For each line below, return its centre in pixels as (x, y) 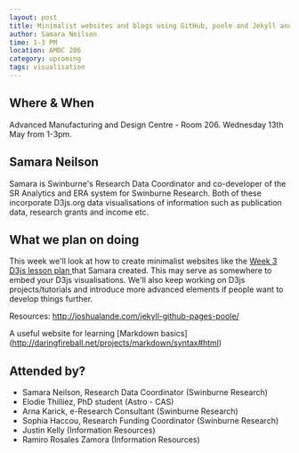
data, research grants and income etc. (79, 212)
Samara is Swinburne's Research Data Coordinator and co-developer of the (148, 183)
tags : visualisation (48, 68)
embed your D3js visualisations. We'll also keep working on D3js (127, 280)
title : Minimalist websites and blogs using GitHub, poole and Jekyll (143, 26)
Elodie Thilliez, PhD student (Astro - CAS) (98, 402)
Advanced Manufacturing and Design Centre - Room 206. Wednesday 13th (146, 125)
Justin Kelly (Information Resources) (89, 430)
